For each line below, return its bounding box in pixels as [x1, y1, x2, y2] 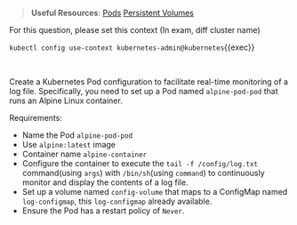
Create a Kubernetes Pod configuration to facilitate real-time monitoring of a [9, 76, 289, 87]
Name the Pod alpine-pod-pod [21, 130, 133, 141]
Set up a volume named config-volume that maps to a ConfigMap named [21, 187, 288, 197]
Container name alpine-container [21, 149, 148, 159]
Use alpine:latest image [21, 140, 116, 149]
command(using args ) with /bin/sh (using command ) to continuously [21, 168, 265, 178]
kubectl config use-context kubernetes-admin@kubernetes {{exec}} [9, 42, 255, 52]
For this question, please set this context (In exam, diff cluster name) [9, 25, 261, 35]
